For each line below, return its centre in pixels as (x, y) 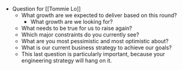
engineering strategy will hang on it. (66, 61)
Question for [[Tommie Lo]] (47, 9)
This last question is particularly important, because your (93, 54)
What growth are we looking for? (72, 22)
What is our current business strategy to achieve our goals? (96, 47)
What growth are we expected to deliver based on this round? (99, 15)
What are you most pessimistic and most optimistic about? (95, 41)
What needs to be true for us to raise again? (77, 28)
